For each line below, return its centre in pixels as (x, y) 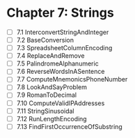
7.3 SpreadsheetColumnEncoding (64, 48)
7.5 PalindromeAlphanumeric (57, 63)
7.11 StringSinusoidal (45, 111)
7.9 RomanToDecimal (47, 95)
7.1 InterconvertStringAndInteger (63, 32)
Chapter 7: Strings (60, 13)
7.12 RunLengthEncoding (52, 118)
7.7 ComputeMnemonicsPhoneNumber (72, 79)
